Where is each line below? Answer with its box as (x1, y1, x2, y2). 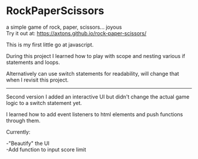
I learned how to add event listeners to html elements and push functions (6, 110, 183, 118)
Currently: (6, 128, 31, 136)
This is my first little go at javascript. (6, 41, 94, 48)
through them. (6, 117, 41, 124)
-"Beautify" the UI (6, 140, 50, 147)
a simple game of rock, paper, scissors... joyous (6, 23, 122, 31)
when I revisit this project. (6, 76, 69, 83)
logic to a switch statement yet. (6, 99, 82, 106)
